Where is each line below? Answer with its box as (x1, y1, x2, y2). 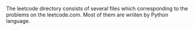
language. (6, 18, 31, 24)
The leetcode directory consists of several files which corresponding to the (6, 5, 188, 12)
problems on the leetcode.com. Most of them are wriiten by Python (6, 11, 169, 18)
